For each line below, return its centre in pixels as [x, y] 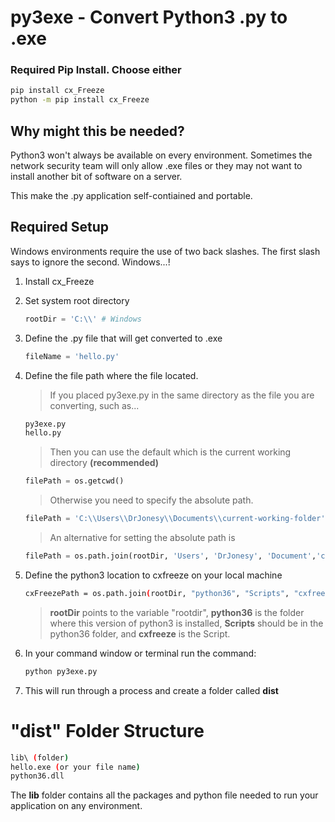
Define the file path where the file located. [111, 375]
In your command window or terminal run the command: [140, 653]
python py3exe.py [61, 671]
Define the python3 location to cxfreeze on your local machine [153, 575]
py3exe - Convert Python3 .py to [149, 17]
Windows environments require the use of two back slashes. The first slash [165, 251]
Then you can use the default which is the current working [170, 452]
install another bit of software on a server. [96, 177]
